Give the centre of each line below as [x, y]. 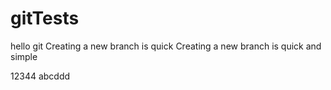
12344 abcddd [40, 76]
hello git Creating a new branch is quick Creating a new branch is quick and [166, 46]
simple [24, 56]
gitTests [45, 18]
